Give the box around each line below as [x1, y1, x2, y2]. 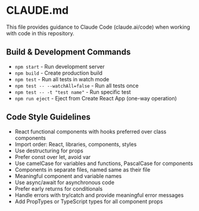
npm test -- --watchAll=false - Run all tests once [14, 82, 139, 89]
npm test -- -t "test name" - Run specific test [14, 88, 131, 96]
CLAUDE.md [6, 4, 69, 17]
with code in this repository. [6, 29, 74, 36]
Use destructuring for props [14, 147, 83, 154]
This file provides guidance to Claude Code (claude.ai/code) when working [6, 23, 191, 30]
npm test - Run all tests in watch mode [14, 75, 110, 82]
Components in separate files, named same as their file [14, 166, 151, 173]
